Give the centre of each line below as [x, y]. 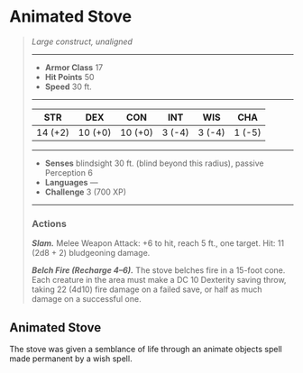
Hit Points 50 [69, 77]
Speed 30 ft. [68, 86]
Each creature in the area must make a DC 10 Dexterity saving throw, [159, 280]
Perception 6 [69, 172]
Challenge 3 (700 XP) [86, 192]
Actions [49, 223]
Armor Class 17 [74, 67]
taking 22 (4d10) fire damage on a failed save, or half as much [147, 289]
